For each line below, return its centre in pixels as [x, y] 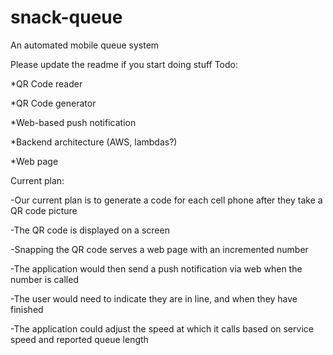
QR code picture [44, 210]
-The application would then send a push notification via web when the [156, 268]
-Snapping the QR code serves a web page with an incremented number [159, 249]
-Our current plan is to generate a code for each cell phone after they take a [166, 200]
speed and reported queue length [79, 339]
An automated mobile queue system [85, 45]
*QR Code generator [53, 103]
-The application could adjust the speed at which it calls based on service [162, 328]
